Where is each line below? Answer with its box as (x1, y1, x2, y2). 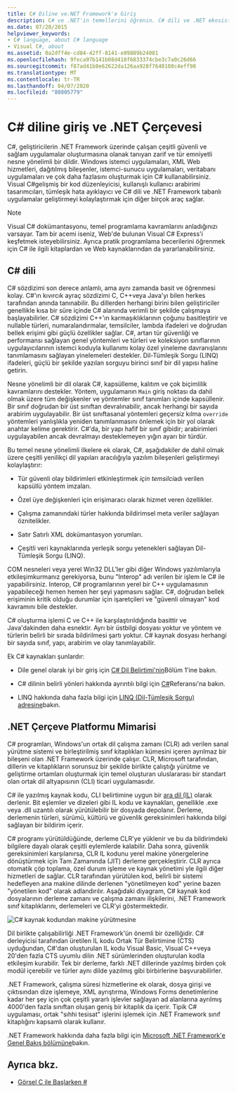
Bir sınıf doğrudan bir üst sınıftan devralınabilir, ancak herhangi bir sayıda (7, 402, 218, 411)
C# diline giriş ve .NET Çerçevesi (7, 119, 202, 135)
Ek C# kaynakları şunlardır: (7, 652, 85, 661)
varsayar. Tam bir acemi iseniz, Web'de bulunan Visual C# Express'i (7, 230, 204, 238)
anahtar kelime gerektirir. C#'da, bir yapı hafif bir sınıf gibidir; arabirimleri (7, 424, 218, 433)
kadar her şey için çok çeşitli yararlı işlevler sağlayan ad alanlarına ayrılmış (7, 994, 223, 1004)
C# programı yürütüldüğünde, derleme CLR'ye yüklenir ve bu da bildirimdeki (7, 834, 228, 842)
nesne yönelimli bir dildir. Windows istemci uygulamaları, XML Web (7, 158, 201, 166)
